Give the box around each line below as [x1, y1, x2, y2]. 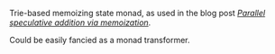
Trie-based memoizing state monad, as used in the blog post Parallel [9, 8, 266, 18]
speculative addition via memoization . [9, 17, 151, 28]
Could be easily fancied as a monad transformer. [9, 35, 191, 45]
